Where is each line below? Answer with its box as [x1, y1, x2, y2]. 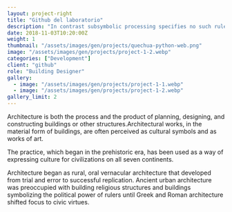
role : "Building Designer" [7, 68, 85, 75]
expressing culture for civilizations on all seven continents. [7, 155, 174, 163]
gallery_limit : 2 [7, 94, 57, 101]
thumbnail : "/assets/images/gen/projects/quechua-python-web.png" [7, 42, 202, 49]
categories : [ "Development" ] [7, 55, 91, 62]
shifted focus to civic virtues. [7, 198, 90, 206]
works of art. [7, 135, 43, 142]
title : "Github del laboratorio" [7, 17, 104, 23]
